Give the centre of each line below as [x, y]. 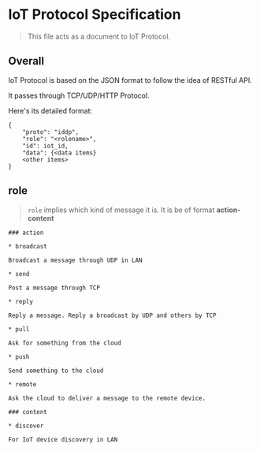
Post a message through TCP [54, 288]
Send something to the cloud [56, 371]
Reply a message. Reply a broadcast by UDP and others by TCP [112, 315]
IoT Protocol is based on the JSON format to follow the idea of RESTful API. [130, 80]
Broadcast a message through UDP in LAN [76, 260]
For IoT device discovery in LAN [63, 439]
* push [19, 356]
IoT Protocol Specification [95, 15]
